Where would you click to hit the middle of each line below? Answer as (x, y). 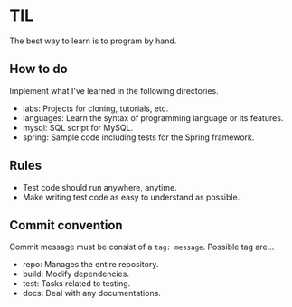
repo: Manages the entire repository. (90, 265)
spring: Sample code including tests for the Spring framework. (138, 137)
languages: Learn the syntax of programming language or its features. (153, 117)
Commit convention (66, 225)
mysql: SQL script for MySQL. (78, 127)
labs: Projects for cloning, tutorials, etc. (95, 108)
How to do (38, 69)
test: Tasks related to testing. (76, 284)
